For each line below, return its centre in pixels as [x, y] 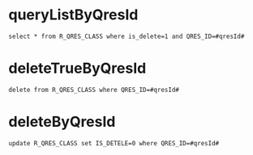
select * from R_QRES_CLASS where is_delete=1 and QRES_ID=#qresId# [126, 36]
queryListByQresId [73, 15]
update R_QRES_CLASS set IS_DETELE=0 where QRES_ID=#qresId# [114, 143]
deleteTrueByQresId [77, 68]
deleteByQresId [62, 122]
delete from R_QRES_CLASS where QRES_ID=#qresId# [94, 90]
